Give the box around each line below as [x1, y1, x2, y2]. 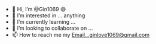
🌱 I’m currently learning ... [11, 18, 76, 25]
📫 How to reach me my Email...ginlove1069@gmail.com [11, 32, 150, 38]
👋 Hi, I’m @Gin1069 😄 [11, 6, 66, 12]
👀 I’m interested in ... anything [11, 12, 85, 19]
